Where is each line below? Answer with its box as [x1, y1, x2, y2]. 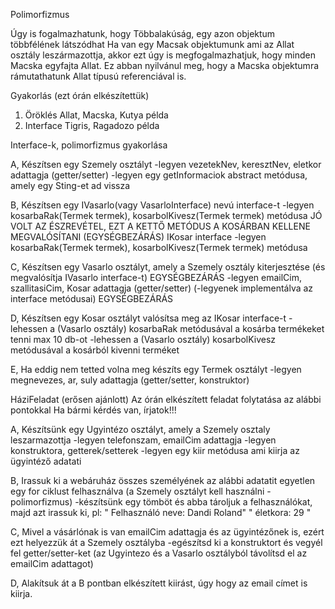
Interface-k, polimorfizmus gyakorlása [10, 139, 168, 151]
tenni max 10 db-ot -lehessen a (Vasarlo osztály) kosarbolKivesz [10, 334, 277, 345]
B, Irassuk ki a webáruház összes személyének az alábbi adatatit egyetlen [10, 475, 316, 486]
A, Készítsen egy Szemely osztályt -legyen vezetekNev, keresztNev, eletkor [10, 159, 322, 170]
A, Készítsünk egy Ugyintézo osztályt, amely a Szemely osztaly [10, 424, 271, 435]
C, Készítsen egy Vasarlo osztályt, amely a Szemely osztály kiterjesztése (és [10, 261, 326, 273]
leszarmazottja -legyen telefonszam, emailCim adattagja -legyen [10, 434, 277, 446]
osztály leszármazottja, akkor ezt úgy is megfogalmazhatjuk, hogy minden [10, 49, 317, 61]
